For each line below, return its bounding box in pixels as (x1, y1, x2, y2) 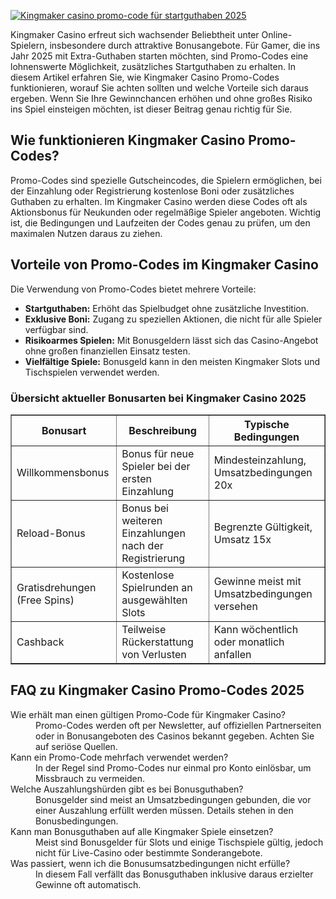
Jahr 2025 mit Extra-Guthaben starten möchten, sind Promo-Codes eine (10, 50, 309, 62)
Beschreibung (128, 423, 197, 437)
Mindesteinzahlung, (213, 453, 307, 467)
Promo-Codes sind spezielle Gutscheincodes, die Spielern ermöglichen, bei (10, 174, 322, 186)
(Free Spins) (16, 593, 75, 607)
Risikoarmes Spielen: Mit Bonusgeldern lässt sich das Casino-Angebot (24, 334, 319, 346)
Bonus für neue (121, 446, 195, 460)
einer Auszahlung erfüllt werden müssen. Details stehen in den (35, 804, 294, 816)
